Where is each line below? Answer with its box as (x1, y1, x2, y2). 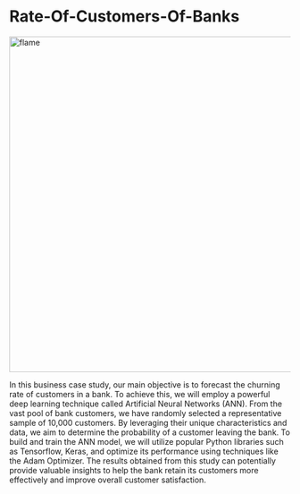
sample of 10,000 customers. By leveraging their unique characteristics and (9, 417, 287, 428)
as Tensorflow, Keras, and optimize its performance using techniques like (9, 446, 279, 456)
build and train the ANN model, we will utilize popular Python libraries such (9, 436, 284, 447)
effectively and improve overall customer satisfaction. (9, 474, 207, 485)
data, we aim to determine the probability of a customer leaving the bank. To (9, 427, 290, 438)
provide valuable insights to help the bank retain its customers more (9, 464, 259, 475)
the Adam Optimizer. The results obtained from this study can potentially (9, 455, 277, 466)
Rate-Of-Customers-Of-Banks (9, 6, 240, 27)
